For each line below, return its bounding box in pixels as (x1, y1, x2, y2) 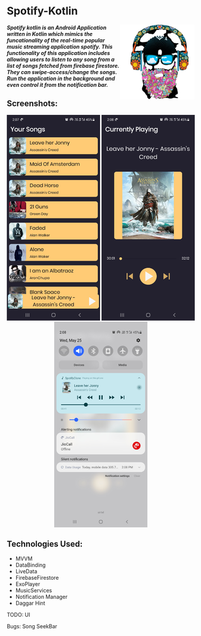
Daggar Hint (15, 600, 45, 607)
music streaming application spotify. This (7, 43, 113, 50)
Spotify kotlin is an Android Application (7, 24, 107, 31)
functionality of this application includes (7, 49, 110, 56)
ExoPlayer (15, 580, 41, 588)
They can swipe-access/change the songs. (7, 68, 117, 75)
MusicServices (15, 586, 52, 594)
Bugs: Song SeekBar (7, 622, 57, 629)
